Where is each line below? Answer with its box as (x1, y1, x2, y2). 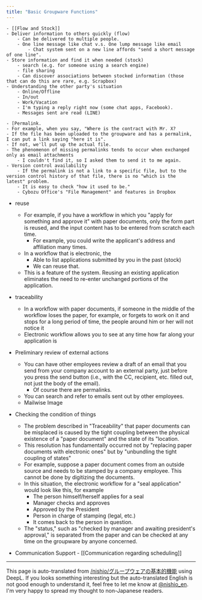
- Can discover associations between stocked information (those (17, 73, 185, 79)
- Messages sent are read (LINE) (17, 110, 101, 116)
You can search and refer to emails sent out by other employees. (23, 393, 185, 400)
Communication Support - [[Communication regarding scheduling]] (14, 549, 182, 557)
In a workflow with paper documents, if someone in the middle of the (23, 305, 195, 312)
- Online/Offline (17, 89, 61, 95)
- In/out (17, 94, 39, 100)
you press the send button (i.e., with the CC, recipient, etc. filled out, (23, 373, 194, 381)
